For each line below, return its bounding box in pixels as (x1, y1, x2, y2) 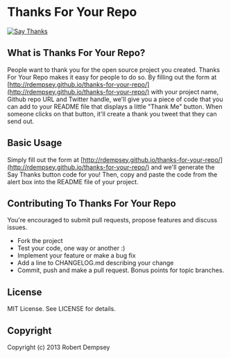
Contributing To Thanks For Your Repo (7, 197, 176, 209)
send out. (7, 117, 35, 125)
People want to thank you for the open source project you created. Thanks (7, 65, 221, 73)
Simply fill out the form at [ (7, 155, 83, 163)
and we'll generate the (151, 163, 215, 171)
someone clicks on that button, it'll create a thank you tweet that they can (7, 109, 217, 118)
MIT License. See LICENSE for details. (7, 305, 116, 313)
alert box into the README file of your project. (7, 177, 139, 186)
